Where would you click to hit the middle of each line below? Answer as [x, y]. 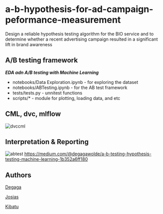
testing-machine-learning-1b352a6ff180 [47, 159]
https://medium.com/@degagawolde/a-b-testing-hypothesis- [88, 154]
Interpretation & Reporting [47, 142]
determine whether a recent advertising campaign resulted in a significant [81, 39]
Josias [12, 197]
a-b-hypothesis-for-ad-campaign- [79, 9]
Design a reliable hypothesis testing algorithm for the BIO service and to [79, 34]
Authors [18, 175]
